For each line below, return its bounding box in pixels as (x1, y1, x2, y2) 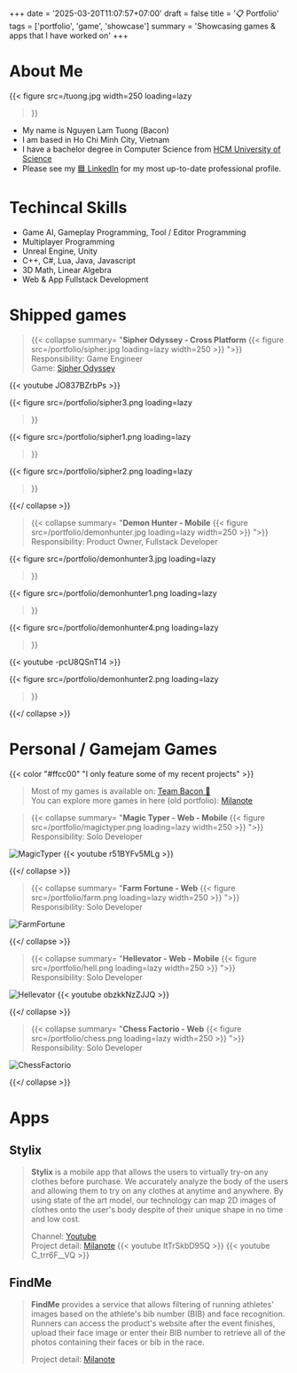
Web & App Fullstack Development (21, 274, 149, 285)
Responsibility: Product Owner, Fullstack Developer (30, 536, 219, 546)
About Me (9, 61, 83, 82)
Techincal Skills (9, 198, 128, 218)
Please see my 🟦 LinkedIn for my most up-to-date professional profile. (21, 163, 282, 174)
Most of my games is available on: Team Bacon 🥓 (30, 785, 211, 796)
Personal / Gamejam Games (9, 740, 217, 759)
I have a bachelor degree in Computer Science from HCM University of (21, 144, 281, 154)
